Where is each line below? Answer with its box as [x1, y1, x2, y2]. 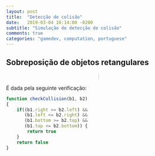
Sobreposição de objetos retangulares [6, 57, 149, 67]
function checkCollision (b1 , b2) [6, 96, 88, 101]
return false [16, 139, 49, 145]
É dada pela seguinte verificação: [6, 84, 87, 91]
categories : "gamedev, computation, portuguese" [6, 36, 127, 42]
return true [27, 128, 57, 135]
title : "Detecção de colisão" [6, 14, 83, 20]
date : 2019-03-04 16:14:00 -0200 [6, 19, 93, 25]
